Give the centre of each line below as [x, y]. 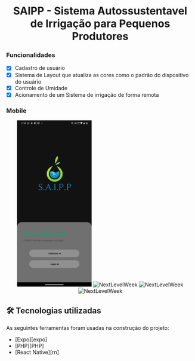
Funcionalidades [31, 55]
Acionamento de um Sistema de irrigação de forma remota [87, 94]
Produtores [100, 36]
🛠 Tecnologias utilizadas [54, 310]
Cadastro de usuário [40, 68]
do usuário [28, 81]
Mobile [16, 111]
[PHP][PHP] [29, 346]
